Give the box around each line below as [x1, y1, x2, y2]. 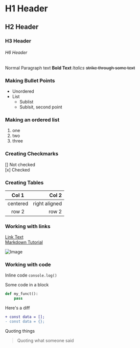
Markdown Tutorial [5, 240, 43, 245]
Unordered [12, 88, 34, 94]
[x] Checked [5, 167, 30, 173]
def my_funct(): [5, 291, 38, 296]
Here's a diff [5, 305, 30, 311]
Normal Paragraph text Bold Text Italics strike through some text [5, 65, 136, 70]
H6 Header [5, 50, 27, 56]
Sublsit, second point [19, 104, 63, 110]
